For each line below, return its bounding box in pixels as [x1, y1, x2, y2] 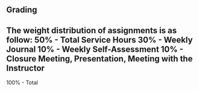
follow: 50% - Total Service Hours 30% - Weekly [6, 34, 193, 45]
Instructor [6, 63, 45, 73]
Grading [6, 5, 37, 15]
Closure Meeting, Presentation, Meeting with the [6, 54, 193, 64]
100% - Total [6, 79, 38, 86]
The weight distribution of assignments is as [6, 25, 177, 36]
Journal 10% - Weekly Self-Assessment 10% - [6, 44, 184, 54]
